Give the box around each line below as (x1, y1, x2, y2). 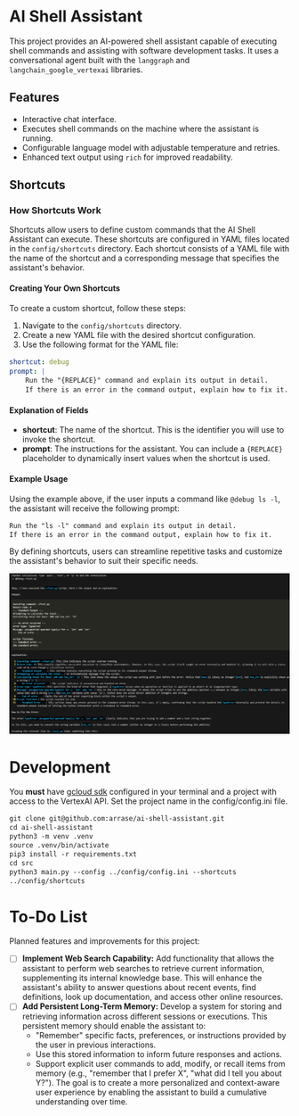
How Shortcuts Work (9, 204, 101, 217)
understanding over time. (35, 1096, 128, 1107)
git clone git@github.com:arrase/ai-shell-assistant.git (9, 814, 225, 823)
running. (21, 132, 53, 144)
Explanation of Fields (9, 404, 89, 416)
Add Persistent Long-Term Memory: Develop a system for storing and (21, 1001, 282, 1012)
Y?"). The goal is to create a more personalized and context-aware (35, 1078, 280, 1088)
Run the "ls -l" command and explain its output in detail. (9, 521, 238, 530)
